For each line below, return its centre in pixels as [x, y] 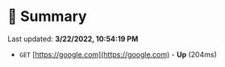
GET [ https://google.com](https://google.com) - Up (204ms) [118, 54]
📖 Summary [47, 17]
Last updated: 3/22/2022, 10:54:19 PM [73, 39]
